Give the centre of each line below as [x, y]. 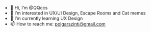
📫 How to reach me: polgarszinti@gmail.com [58, 24]
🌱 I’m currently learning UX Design [46, 18]
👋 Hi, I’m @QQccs [29, 8]
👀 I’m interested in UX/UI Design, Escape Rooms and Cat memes [78, 13]
